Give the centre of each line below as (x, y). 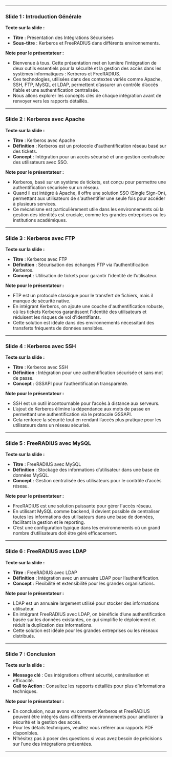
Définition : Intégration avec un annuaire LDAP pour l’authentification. (86, 578)
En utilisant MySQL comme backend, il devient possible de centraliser (86, 512)
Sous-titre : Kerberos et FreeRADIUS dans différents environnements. (86, 43)
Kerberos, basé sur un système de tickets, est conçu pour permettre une (89, 182)
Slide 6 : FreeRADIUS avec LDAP (46, 551)
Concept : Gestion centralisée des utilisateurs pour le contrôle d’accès (87, 481)
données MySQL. (31, 475)
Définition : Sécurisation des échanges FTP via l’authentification (81, 264)
